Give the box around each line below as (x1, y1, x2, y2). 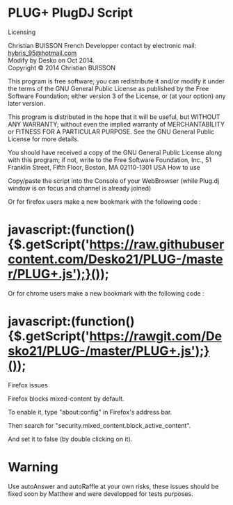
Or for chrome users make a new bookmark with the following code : (8, 289, 204, 297)
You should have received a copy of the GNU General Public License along (8, 148, 222, 157)
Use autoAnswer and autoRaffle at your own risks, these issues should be (8, 482, 219, 490)
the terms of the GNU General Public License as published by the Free (8, 84, 209, 93)
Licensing (8, 28, 36, 36)
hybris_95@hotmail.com (8, 49, 77, 57)
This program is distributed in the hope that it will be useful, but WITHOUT (8, 113, 220, 121)
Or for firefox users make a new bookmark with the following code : (8, 197, 201, 206)
